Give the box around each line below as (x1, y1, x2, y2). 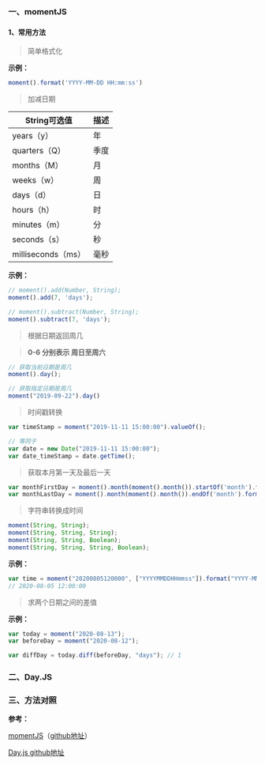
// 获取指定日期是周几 (8, 385, 73, 393)
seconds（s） (12, 234, 65, 245)
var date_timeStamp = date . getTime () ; (8, 452, 136, 460)
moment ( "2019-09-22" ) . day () (8, 392, 101, 400)
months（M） (12, 160, 63, 171)
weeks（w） (12, 175, 59, 186)
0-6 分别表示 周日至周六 (27, 347, 106, 356)
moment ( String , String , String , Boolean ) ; (8, 543, 150, 552)
